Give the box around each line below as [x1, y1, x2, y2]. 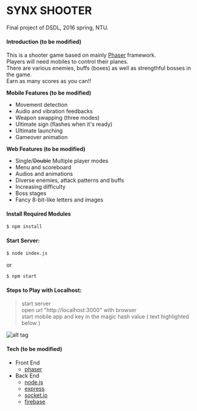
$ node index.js [6, 250, 48, 256]
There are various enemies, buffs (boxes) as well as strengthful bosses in [6, 65, 191, 72]
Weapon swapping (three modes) [15, 114, 100, 122]
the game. [6, 71, 32, 78]
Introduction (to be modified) [6, 38, 81, 45]
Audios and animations [15, 170, 73, 178]
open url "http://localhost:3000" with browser [21, 307, 137, 314]
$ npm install [6, 224, 43, 230]
